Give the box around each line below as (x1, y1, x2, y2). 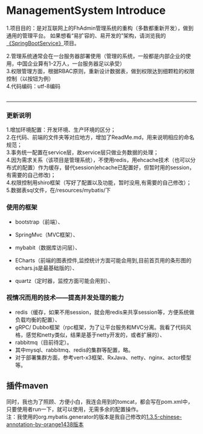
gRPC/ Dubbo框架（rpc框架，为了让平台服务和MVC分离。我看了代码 (14, 323, 186, 331)
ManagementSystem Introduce (6, 4, 166, 18)
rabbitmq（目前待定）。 (14, 338, 72, 346)
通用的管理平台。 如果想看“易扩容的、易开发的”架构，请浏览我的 (6, 31, 166, 39)
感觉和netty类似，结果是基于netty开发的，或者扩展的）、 (25, 331, 166, 338)
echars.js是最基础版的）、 (14, 264, 78, 271)
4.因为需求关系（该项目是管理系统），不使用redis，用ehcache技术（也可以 (6, 157, 191, 164)
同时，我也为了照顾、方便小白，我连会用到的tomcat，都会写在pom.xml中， (6, 398, 193, 405)
